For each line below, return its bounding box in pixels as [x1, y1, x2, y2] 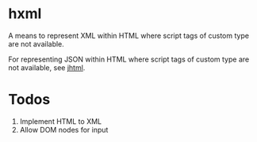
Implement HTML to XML [19, 116, 102, 126]
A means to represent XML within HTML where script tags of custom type [8, 31, 250, 40]
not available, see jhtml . [8, 62, 86, 72]
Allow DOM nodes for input [19, 125, 109, 134]
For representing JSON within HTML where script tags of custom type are [8, 54, 250, 64]
